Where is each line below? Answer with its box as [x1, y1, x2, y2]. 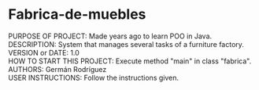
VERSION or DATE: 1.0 [8, 48, 80, 57]
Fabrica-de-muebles [8, 5, 146, 23]
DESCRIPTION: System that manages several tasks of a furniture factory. [8, 39, 244, 49]
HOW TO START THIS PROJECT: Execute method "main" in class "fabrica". [8, 56, 252, 66]
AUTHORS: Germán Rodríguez [8, 64, 107, 74]
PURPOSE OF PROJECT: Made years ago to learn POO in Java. [8, 31, 213, 41]
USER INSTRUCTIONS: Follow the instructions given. [8, 73, 179, 82]
